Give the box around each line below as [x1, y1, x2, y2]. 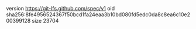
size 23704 [32, 17, 59, 24]
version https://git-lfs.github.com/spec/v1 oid [6, 5, 115, 12]
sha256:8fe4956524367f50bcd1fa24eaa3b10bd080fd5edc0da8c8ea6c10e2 [6, 11, 190, 18]
